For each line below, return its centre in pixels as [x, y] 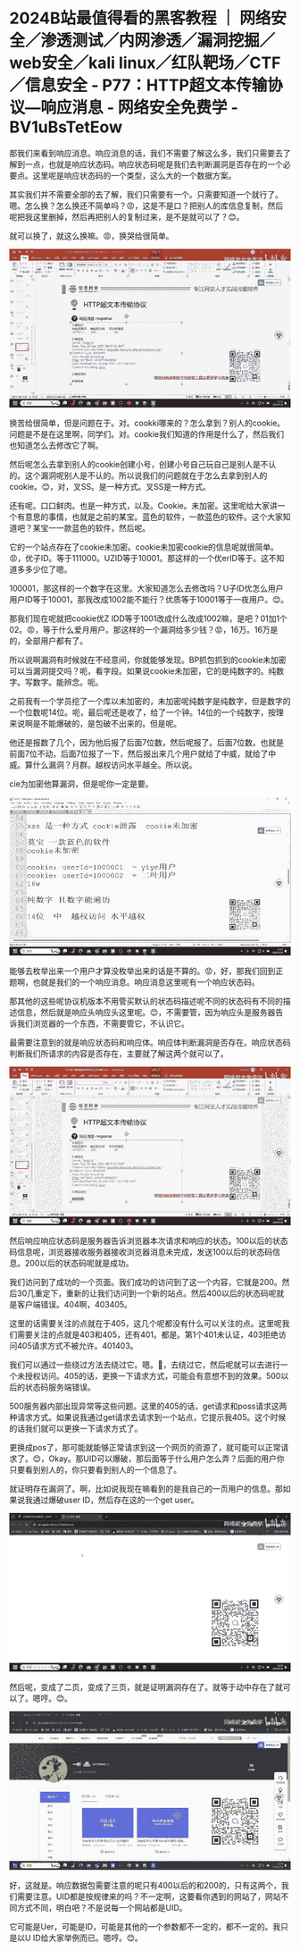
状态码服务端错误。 [60, 1387]
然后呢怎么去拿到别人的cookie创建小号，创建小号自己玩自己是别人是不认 [143, 464]
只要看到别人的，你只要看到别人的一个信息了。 [95, 1469]
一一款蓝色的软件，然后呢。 [99, 527]
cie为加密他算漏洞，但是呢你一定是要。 [81, 784]
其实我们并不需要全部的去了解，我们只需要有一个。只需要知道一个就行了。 [146, 194]
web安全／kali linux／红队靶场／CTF [145, 63]
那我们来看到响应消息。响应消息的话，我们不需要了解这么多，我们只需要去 [146, 153]
